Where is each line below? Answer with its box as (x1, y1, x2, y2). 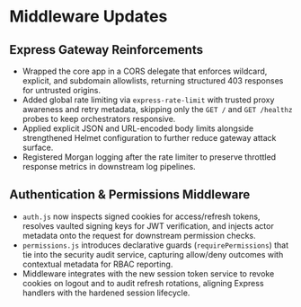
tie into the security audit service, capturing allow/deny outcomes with (22, 249, 284, 259)
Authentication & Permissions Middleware (9, 187, 251, 203)
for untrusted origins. (22, 85, 102, 95)
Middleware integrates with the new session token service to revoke (22, 268, 275, 279)
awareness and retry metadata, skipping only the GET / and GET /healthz (22, 104, 293, 114)
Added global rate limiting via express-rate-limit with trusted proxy (22, 94, 275, 105)
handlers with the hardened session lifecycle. (22, 287, 190, 298)
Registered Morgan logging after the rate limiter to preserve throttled (22, 152, 277, 162)
